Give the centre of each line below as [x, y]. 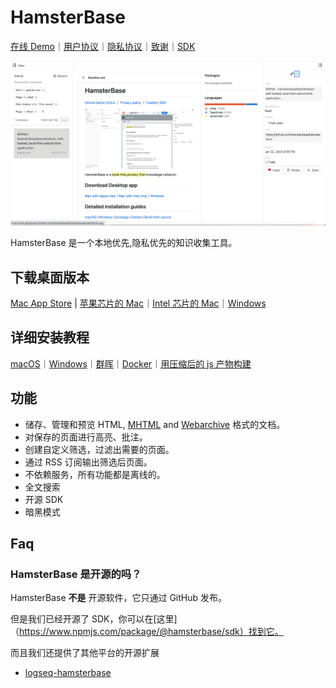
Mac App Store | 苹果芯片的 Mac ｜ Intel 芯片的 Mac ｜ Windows [138, 303]
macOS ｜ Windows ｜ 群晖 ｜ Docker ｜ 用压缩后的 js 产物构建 [131, 363]
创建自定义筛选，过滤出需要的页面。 [99, 449]
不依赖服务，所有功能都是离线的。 [95, 474]
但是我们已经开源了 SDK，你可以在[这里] [94, 619]
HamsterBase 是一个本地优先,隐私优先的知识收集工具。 [124, 243]
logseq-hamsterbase [68, 673]
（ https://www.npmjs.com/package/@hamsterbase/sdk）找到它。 [147, 632]
